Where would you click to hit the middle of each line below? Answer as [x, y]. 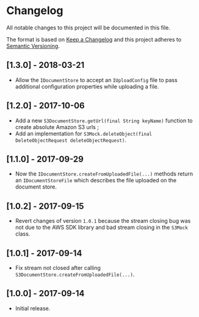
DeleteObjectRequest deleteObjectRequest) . [71, 140]
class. [23, 234]
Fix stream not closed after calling [58, 268]
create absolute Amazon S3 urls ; [57, 127]
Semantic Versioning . [33, 46]
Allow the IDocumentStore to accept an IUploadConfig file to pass [96, 80]
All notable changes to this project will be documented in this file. [89, 28]
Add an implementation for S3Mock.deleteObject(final [84, 133]
